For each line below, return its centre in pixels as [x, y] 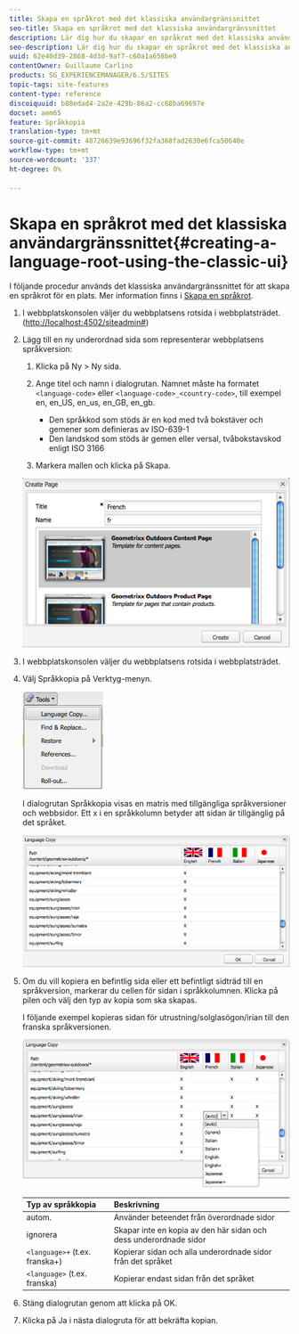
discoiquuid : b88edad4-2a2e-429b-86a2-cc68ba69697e [107, 103]
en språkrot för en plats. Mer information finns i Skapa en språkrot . [131, 296]
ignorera [42, 1235]
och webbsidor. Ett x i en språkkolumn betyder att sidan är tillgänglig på [154, 813]
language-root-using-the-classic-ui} [149, 262]
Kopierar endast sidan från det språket [184, 1278]
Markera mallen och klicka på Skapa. [103, 466]
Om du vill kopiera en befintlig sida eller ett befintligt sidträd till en [142, 981]
